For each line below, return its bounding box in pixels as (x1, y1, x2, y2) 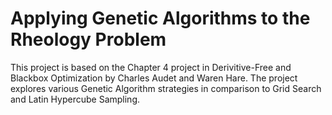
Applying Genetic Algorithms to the (10, 7, 311, 30)
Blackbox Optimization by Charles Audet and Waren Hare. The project (10, 72, 298, 84)
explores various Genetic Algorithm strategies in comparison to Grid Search (10, 82, 322, 94)
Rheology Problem (10, 28, 167, 51)
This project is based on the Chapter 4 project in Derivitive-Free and (10, 61, 292, 73)
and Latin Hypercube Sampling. (10, 93, 141, 105)
